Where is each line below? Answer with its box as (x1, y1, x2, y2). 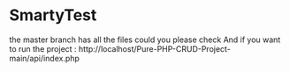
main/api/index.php (9, 53, 80, 63)
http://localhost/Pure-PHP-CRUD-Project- (78, 43, 232, 54)
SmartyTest (9, 5, 97, 25)
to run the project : (9, 43, 77, 54)
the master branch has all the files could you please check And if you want (9, 34, 281, 45)
